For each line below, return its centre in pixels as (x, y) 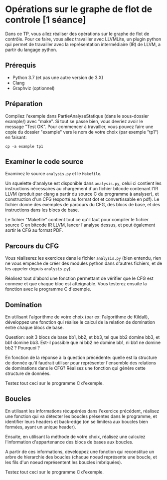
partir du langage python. (31, 50)
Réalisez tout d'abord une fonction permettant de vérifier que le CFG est (79, 278)
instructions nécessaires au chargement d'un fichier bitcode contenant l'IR (82, 189)
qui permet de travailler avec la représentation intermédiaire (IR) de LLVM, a (83, 44)
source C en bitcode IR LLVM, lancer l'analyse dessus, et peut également (80, 225)
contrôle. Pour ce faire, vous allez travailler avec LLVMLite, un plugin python (83, 39)
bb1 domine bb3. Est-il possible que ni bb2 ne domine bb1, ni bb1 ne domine (83, 342)
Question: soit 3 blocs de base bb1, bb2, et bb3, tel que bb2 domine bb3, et (83, 337)
